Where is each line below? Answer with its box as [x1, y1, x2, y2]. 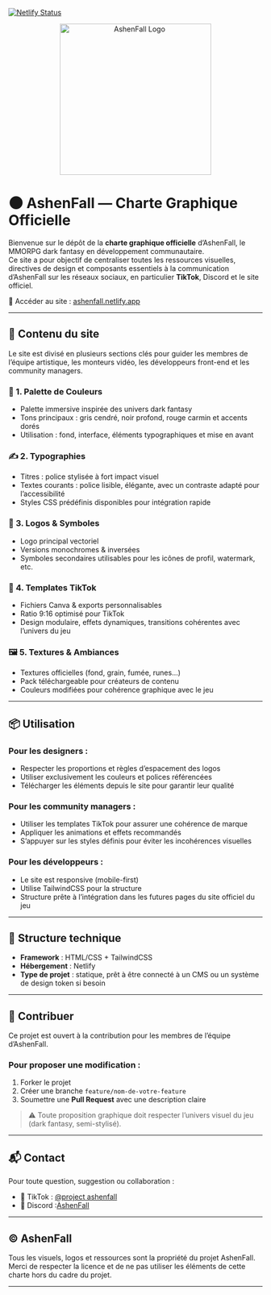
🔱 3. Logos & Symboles [8, 518, 100, 529]
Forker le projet [19, 1077, 71, 1088]
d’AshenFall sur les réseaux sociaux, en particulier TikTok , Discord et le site [8, 272, 260, 281]
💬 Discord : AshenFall [19, 1201, 90, 1210]
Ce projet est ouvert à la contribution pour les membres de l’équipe [8, 1031, 231, 1040]
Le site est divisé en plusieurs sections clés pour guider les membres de [8, 348, 248, 358]
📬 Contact [8, 1151, 65, 1164]
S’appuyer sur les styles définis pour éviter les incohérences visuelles [19, 836, 252, 846]
